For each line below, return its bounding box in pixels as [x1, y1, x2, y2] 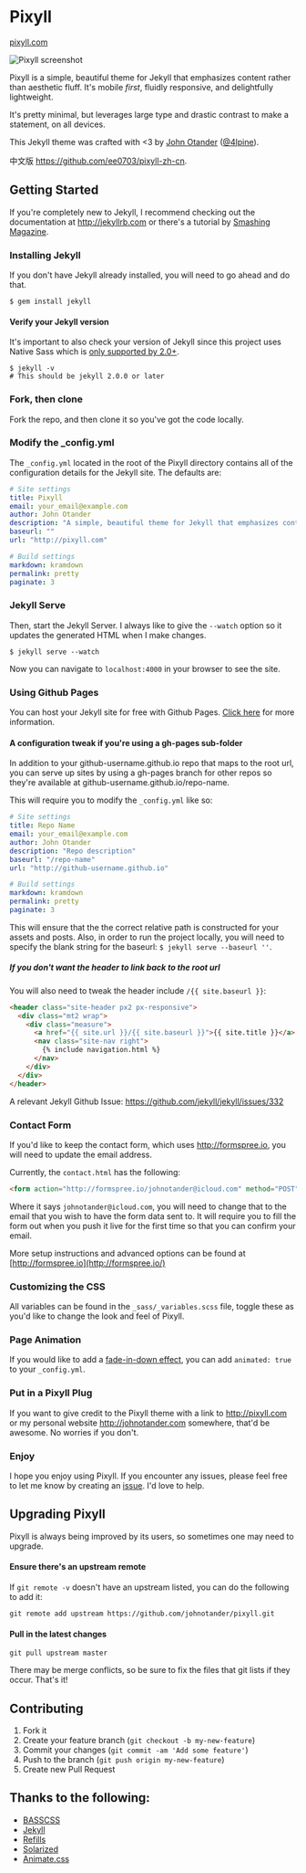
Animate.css [22, 1853, 70, 1864]
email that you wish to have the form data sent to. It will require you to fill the [9, 1210, 297, 1221]
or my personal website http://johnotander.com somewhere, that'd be [9, 1417, 270, 1428]
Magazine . [9, 226, 49, 237]
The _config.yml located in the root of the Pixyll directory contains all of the [9, 457, 293, 468]
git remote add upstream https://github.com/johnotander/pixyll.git [9, 1609, 275, 1618]
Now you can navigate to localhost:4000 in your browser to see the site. [9, 663, 280, 674]
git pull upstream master [9, 1648, 107, 1658]
